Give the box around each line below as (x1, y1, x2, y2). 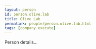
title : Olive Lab (4, 16, 41, 21)
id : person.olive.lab (4, 12, 49, 17)
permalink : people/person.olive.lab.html (4, 21, 92, 26)
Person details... (4, 39, 38, 45)
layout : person (4, 7, 36, 12)
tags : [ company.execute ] (4, 26, 56, 31)
